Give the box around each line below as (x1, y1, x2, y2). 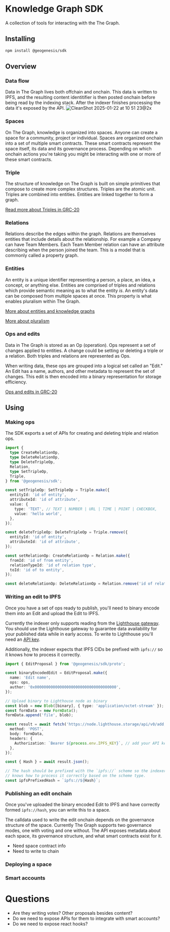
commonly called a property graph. (5, 252, 79, 259)
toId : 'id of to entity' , (10, 567, 65, 572)
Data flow (5, 77, 29, 84)
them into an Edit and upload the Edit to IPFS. (5, 610, 100, 616)
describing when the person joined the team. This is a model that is (5, 247, 145, 253)
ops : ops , (10, 680, 30, 685)
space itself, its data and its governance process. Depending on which (5, 145, 152, 151)
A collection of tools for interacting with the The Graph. (5, 20, 120, 26)
